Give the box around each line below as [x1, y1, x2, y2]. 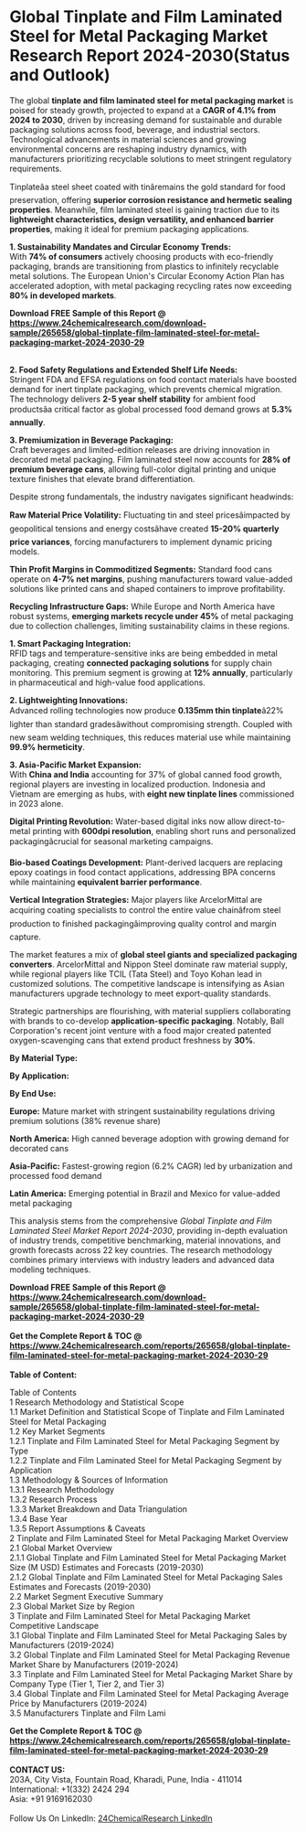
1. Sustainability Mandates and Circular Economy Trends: [9, 241, 231, 252]
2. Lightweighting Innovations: [9, 694, 129, 705]
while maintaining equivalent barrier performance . [9, 876, 203, 887]
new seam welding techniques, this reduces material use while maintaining [9, 732, 291, 743]
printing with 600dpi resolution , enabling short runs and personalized [32, 825, 297, 836]
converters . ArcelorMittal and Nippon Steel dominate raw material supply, [9, 959, 288, 970]
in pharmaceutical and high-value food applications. [9, 677, 206, 688]
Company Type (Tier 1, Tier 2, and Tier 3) [9, 1678, 165, 1689]
